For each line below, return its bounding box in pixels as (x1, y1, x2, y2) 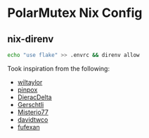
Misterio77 (17, 108, 49, 116)
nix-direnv (7, 33, 54, 45)
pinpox (17, 85, 38, 94)
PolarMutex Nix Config (7, 5, 143, 21)
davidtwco (17, 115, 48, 124)
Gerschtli (17, 100, 44, 108)
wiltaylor (17, 77, 43, 86)
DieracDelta (17, 93, 52, 101)
